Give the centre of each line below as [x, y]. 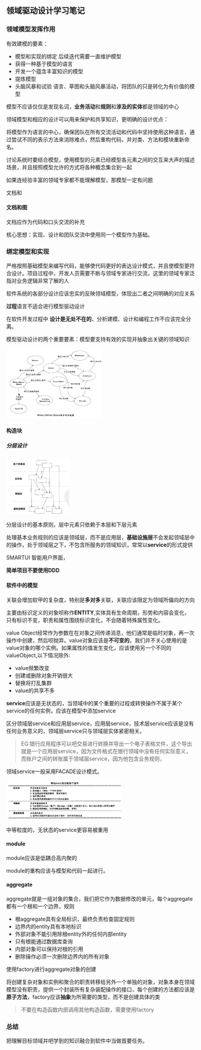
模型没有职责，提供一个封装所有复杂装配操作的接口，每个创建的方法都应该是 [100, 989]
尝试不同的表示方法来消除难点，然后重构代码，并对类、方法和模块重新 [98, 139]
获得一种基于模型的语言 [44, 64]
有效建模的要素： [27, 43]
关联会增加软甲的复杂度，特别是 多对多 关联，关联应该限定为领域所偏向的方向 [100, 600]
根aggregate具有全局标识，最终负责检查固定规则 [75, 919]
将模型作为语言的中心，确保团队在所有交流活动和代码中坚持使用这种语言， [98, 132]
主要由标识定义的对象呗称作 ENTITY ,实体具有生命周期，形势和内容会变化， [98, 612]
